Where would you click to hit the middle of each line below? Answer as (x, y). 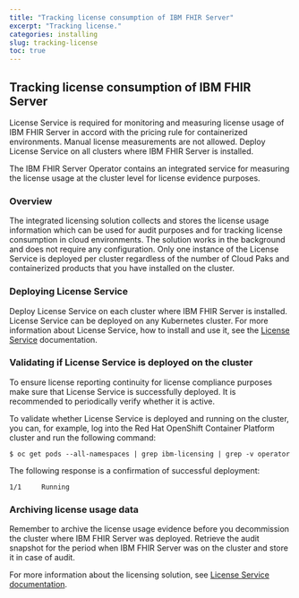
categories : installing (54, 34)
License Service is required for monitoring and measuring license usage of (147, 123)
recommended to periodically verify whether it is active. (112, 401)
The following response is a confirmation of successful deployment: (135, 470)
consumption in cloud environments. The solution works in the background (147, 240)
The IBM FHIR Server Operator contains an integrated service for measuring (149, 168)
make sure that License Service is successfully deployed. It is (123, 391)
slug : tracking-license (54, 43)
